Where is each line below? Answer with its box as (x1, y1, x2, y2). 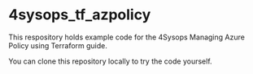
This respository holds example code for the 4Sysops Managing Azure (8, 32, 246, 42)
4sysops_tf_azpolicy (8, 6, 151, 24)
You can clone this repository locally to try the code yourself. (8, 56, 213, 66)
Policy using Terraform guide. (8, 40, 108, 50)
